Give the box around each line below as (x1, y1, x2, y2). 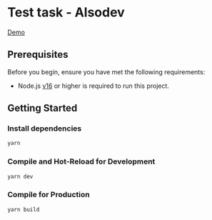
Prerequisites (7, 49, 69, 61)
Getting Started (7, 102, 78, 114)
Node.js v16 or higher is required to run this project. (17, 81, 170, 90)
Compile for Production (7, 190, 91, 200)
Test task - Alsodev (7, 4, 125, 21)
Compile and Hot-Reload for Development (7, 156, 156, 166)
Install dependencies (7, 124, 82, 134)
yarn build (7, 206, 40, 213)
